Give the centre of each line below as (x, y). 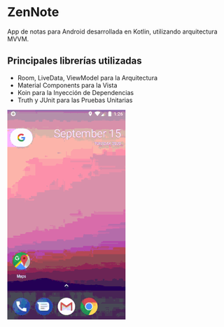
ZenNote (33, 12)
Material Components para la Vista (67, 85)
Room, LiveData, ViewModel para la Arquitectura (87, 78)
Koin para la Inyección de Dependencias (76, 92)
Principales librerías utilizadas (75, 61)
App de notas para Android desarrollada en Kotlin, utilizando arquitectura (113, 31)
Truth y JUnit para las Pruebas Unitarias (75, 100)
